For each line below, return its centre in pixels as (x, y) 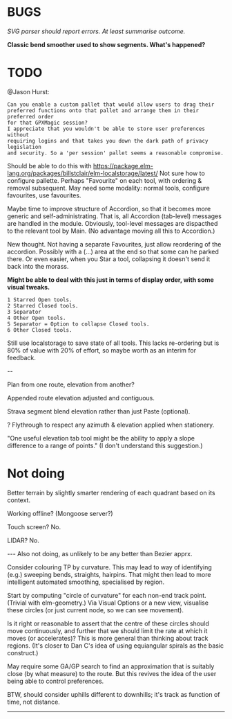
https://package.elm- (123, 166)
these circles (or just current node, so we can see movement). (96, 610)
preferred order (30, 116)
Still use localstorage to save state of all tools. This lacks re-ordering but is (113, 343)
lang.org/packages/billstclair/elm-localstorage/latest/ (83, 173)
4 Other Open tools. (37, 318)
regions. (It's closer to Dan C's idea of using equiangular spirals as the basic (116, 646)
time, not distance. (33, 702)
